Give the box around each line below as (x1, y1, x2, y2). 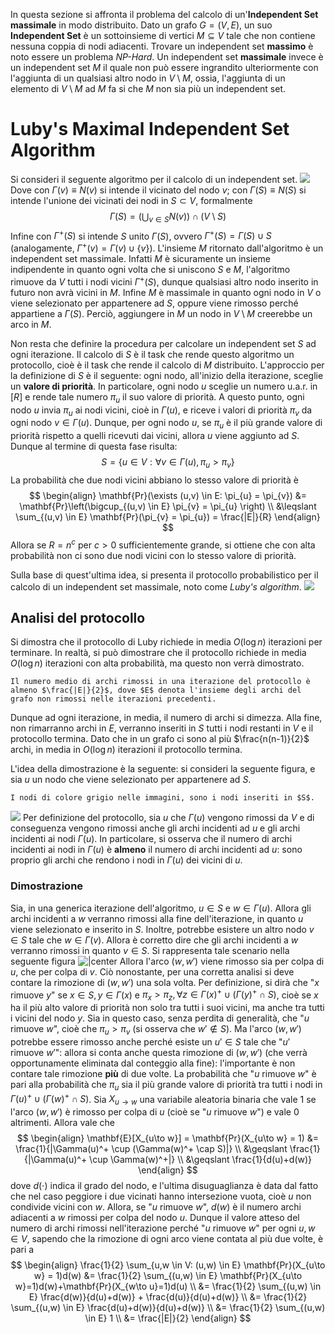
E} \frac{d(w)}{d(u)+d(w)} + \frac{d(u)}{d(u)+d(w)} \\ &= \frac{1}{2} (28, 1291, 308, 1303)
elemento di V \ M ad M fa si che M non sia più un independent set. (10, 83, 287, 94)
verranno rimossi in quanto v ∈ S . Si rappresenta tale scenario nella (10, 944, 290, 956)
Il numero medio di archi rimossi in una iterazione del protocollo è (10, 677, 311, 687)
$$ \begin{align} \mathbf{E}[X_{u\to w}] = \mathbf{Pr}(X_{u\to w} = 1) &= (16, 1132, 320, 1144)
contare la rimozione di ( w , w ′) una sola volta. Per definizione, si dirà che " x (10, 976, 320, 988)
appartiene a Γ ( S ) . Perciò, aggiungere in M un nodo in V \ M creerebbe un (10, 307, 313, 319)
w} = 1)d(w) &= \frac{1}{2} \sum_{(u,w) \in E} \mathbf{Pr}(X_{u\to (33, 1270, 303, 1282)
